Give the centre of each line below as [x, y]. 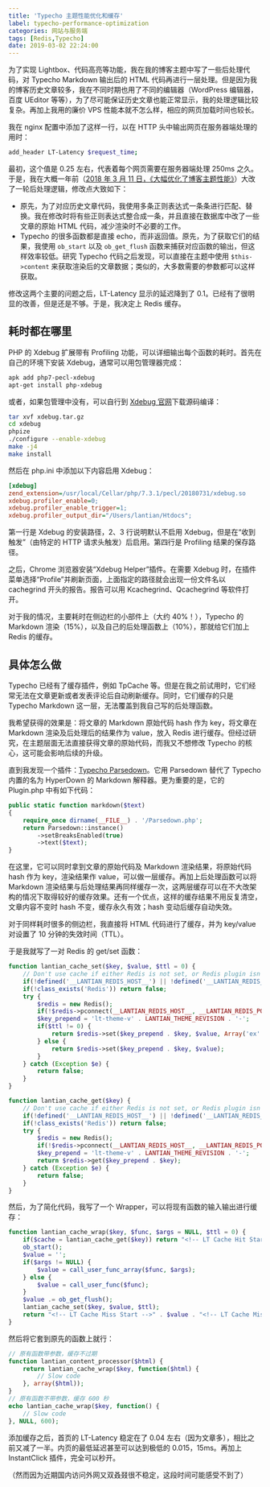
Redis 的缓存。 [33, 637]
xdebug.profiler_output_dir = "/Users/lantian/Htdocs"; [100, 516]
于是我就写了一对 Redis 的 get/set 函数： [76, 952]
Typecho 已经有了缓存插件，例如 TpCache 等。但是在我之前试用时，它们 [129, 686]
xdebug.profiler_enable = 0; [53, 501]
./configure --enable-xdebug [57, 440]
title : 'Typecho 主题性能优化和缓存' [66, 16]
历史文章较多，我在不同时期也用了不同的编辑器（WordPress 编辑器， [143, 90]
